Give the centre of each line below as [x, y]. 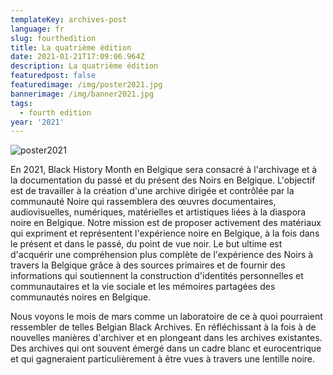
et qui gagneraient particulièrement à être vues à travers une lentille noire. [163, 359]
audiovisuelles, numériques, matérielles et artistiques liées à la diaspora [158, 212]
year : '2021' [37, 122]
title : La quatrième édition [71, 47]
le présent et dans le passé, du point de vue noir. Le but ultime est [146, 244]
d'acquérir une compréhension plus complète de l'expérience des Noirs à [162, 255]
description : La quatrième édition [84, 66]
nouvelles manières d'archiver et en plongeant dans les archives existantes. [166, 338]
